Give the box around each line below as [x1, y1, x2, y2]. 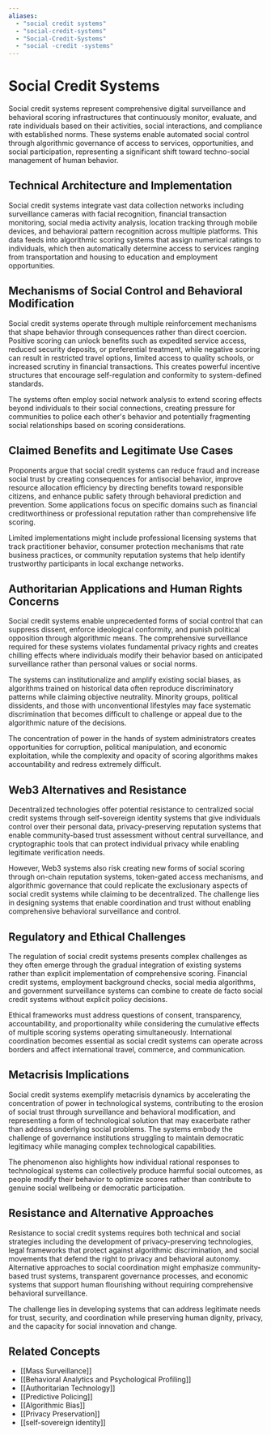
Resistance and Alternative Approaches [8, 1206, 214, 1220]
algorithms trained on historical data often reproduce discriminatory [8, 683, 235, 693]
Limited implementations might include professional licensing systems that [8, 533, 256, 542]
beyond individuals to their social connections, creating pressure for [8, 403, 235, 413]
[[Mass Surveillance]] [19, 1366, 92, 1376]
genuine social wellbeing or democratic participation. [8, 1183, 186, 1193]
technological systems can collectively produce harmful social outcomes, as [8, 1165, 263, 1176]
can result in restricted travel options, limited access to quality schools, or [8, 353, 255, 362]
